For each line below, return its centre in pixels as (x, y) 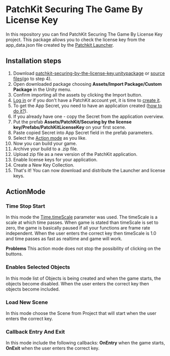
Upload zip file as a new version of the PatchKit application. (75, 154)
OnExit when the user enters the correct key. (53, 348)
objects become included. (33, 289)
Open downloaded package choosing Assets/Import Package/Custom (87, 84)
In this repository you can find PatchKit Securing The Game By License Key (84, 34)
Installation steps (34, 61)
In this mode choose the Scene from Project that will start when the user (81, 313)
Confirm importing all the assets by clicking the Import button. (78, 94)
